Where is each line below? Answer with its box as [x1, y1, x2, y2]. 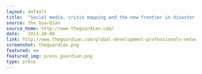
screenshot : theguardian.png [6, 42, 79, 48]
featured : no [6, 48, 39, 54]
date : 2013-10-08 [6, 31, 55, 37]
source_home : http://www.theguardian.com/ [6, 25, 114, 32]
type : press [6, 58, 36, 64]
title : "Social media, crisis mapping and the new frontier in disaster [6, 14, 195, 20]
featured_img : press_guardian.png [6, 53, 93, 59]
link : [6, 36, 20, 42]
